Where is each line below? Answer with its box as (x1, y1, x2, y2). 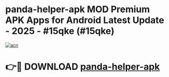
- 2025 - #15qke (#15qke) (5, 25, 115, 37)
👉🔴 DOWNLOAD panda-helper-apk (5, 61, 160, 72)
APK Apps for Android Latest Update (5, 14, 164, 26)
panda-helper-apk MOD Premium (5, 4, 150, 15)
